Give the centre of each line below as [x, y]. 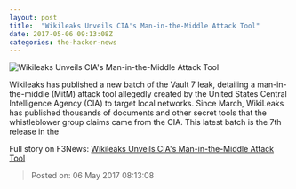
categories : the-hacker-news [63, 42]
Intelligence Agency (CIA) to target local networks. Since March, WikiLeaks [147, 104]
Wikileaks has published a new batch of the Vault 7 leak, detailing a [132, 84]
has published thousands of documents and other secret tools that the [138, 113]
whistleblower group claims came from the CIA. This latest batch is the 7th [145, 122]
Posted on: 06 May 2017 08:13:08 [92, 176]
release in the [34, 132]
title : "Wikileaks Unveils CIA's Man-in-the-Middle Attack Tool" [135, 26]
